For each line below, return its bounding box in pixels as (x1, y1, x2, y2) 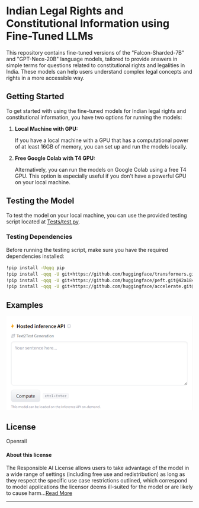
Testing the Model (6, 196, 75, 206)
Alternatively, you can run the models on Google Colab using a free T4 (14, 166, 187, 173)
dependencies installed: (6, 253, 65, 260)
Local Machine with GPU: (14, 125, 78, 132)
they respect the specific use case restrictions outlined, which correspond (6, 477, 188, 484)
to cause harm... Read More (6, 490, 73, 497)
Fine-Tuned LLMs (6, 30, 94, 43)
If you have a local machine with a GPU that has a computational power (14, 137, 189, 144)
